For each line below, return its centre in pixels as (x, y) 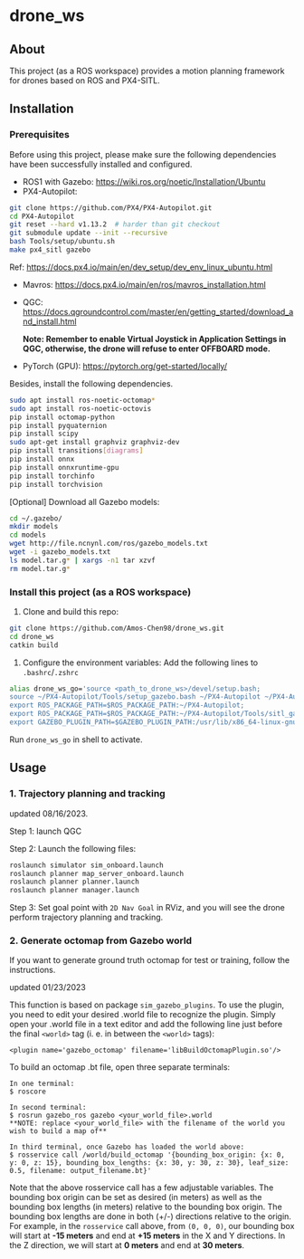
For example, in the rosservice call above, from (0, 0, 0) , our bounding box (152, 1226)
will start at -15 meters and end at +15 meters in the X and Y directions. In (147, 1235)
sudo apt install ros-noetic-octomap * (82, 400)
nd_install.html (49, 321)
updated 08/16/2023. (49, 813)
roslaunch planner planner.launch (75, 882)
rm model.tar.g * (40, 568)
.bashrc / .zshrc (50, 672)
